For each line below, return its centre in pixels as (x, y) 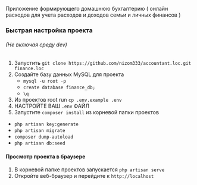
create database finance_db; (59, 88)
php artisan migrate (40, 131)
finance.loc (29, 69)
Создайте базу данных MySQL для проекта (69, 74)
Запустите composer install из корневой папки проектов (86, 112)
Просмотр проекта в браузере (46, 156)
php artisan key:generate (46, 124)
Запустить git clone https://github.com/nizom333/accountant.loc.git (103, 63)
